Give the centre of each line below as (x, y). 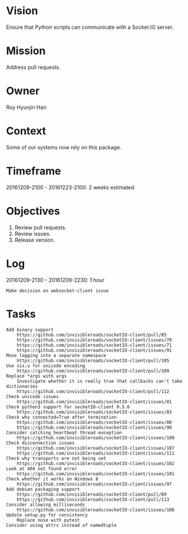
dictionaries (22, 386)
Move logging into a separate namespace (56, 355)
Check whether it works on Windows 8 (52, 479)
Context (26, 131)
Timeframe (34, 171)
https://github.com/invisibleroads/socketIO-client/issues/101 (96, 474)
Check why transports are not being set (56, 458)
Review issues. (33, 233)
